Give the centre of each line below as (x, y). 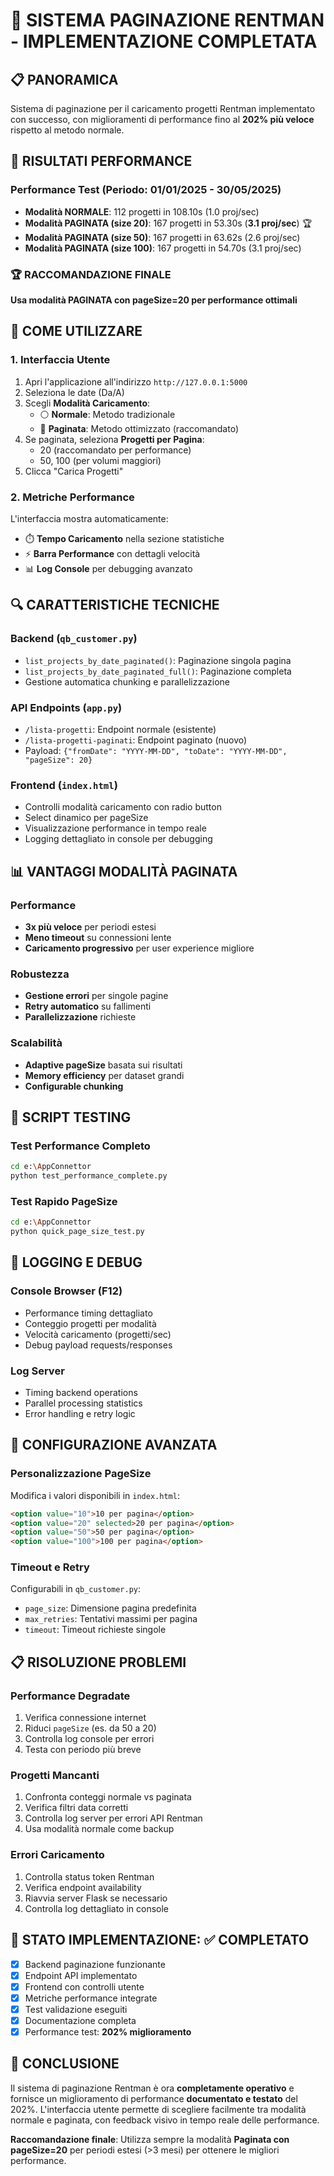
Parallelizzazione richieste (80, 1017)
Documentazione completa (80, 2020)
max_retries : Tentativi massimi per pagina (111, 1619)
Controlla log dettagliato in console (97, 1908)
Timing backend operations (81, 1392)
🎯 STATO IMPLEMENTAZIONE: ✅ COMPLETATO (160, 1940)
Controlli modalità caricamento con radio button (123, 807)
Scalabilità (36, 1043)
